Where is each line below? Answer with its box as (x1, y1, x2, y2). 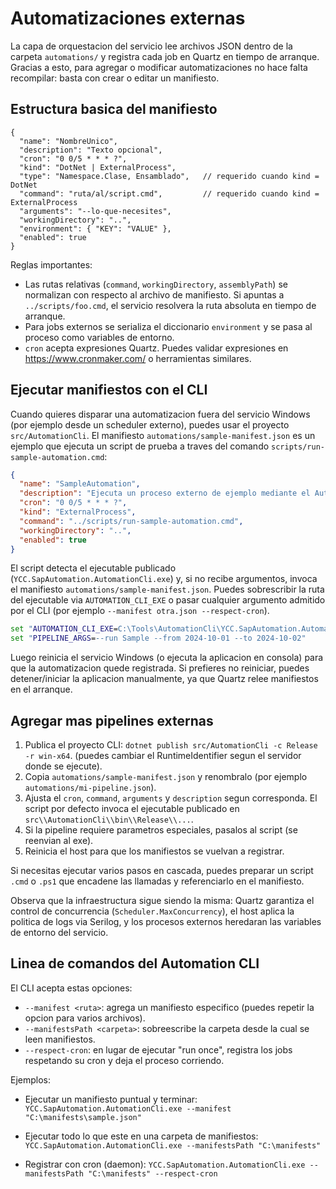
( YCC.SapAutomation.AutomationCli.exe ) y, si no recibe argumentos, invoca (10, 573, 318, 585)
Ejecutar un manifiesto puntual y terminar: (24, 1093, 198, 1105)
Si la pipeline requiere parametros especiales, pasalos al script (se (24, 824, 298, 836)
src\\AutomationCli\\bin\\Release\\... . (24, 813, 194, 825)
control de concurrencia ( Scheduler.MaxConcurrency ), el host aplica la (10, 905, 295, 917)
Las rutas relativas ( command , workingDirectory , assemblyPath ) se (24, 278, 288, 290)
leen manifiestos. (24, 1033, 96, 1045)
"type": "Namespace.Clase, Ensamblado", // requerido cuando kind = (19, 171, 320, 181)
